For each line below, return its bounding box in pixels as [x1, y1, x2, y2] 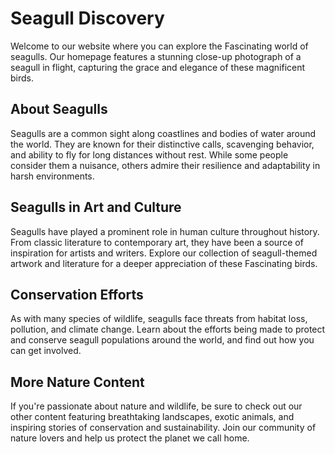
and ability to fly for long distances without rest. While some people [10, 148, 289, 161]
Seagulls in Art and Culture [10, 199, 182, 216]
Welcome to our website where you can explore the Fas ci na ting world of [10, 40, 309, 52]
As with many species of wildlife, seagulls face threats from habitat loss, [10, 313, 308, 325]
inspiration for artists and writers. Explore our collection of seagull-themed [10, 247, 318, 259]
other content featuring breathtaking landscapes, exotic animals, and [10, 411, 295, 423]
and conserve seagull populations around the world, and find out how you [10, 334, 315, 346]
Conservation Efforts [10, 286, 144, 303]
